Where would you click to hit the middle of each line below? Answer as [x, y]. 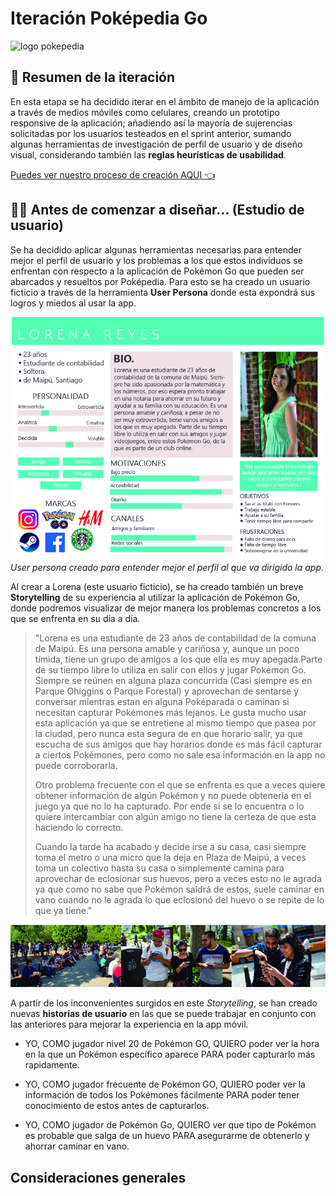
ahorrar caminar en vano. [77, 1146]
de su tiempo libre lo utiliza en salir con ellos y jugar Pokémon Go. [170, 669]
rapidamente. [52, 1065]
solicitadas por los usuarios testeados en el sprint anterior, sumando [151, 133]
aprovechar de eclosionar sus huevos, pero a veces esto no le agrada [178, 878]
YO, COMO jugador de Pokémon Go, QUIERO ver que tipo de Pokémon [170, 1125]
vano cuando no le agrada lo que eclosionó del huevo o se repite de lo [179, 899]
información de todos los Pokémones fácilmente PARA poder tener [162, 1095]
